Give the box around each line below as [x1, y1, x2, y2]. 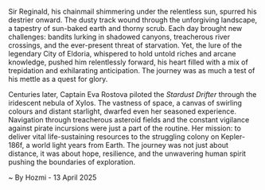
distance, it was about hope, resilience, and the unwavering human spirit [8, 149, 247, 158]
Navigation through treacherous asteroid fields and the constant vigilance [8, 115, 250, 124]
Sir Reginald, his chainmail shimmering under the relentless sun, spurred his [8, 7, 257, 16]
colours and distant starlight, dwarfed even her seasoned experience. [8, 107, 237, 116]
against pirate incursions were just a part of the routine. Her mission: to [8, 123, 241, 133]
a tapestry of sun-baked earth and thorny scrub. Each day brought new [8, 24, 243, 33]
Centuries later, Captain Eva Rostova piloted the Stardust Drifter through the [8, 90, 257, 99]
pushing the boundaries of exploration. [8, 157, 136, 166]
